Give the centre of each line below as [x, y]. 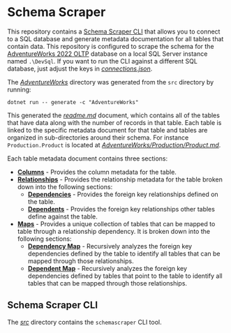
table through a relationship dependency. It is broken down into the [114, 231]
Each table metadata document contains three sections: [88, 158]
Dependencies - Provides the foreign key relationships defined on [123, 194]
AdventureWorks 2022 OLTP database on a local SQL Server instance [107, 54]
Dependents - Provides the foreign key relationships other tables [121, 209]
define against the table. [62, 216]
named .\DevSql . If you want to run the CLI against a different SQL [102, 61]
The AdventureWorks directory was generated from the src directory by [111, 82]
